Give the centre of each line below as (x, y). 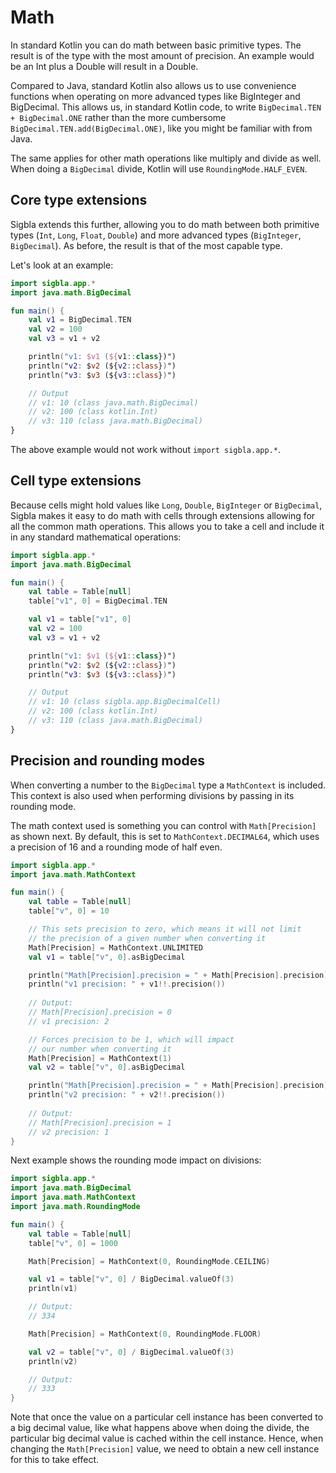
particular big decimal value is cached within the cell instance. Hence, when (167, 1438)
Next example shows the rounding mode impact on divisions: (136, 1160)
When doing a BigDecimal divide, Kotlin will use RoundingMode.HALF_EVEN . (159, 168)
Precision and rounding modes (107, 761)
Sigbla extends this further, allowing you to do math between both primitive (165, 224)
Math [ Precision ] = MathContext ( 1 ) (100, 1058)
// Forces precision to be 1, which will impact (131, 1039)
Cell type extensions (76, 481)
